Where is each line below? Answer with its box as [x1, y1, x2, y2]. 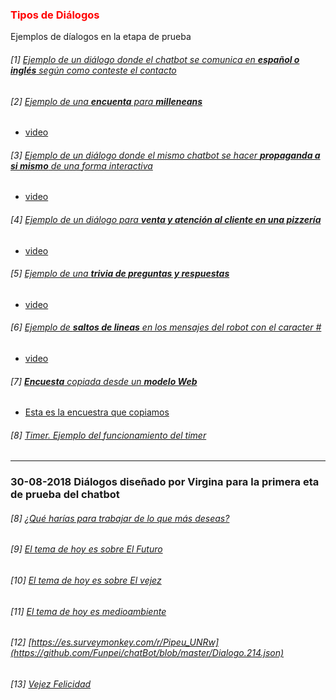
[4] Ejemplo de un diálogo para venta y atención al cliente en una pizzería [10, 213, 322, 225]
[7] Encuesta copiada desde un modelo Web [10, 375, 198, 387]
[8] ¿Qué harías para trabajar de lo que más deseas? [10, 512, 230, 524]
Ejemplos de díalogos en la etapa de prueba [10, 31, 192, 43]
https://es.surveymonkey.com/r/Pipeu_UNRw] [31, 636, 220, 648]
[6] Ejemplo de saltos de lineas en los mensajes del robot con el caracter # [10, 321, 322, 333]
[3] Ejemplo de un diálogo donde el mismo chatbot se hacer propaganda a [10, 149, 321, 161]
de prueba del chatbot [10, 488, 120, 502]
